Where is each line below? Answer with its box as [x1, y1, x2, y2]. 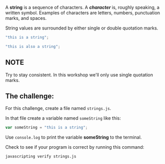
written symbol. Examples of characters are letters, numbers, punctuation [5, 10, 160, 16]
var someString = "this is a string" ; [5, 125, 88, 130]
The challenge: [5, 92, 54, 100]
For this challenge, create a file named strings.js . [5, 105, 111, 112]
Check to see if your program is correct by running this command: [5, 144, 145, 150]
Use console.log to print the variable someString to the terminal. [5, 134, 142, 141]
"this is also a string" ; [5, 44, 60, 49]
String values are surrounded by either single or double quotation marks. [5, 25, 158, 31]
